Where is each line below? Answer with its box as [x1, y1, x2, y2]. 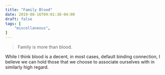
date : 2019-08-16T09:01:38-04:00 [5, 12, 75, 17]
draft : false [5, 16, 33, 21]
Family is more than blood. [17, 44, 73, 50]
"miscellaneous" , [14, 26, 51, 31]
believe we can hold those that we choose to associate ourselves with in [5, 59, 154, 65]
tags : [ [5, 21, 22, 26]
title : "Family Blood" [5, 7, 53, 12]
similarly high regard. [5, 64, 49, 70]
